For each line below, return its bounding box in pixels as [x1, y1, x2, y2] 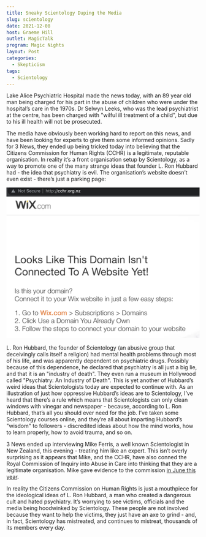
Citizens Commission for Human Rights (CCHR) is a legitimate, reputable [6, 149, 189, 157]
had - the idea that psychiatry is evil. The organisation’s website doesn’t [6, 169, 188, 176]
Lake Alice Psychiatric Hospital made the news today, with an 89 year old [6, 92, 191, 99]
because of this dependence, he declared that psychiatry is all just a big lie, [6, 364, 197, 371]
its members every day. [6, 524, 66, 531]
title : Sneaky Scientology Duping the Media [6, 10, 122, 16]
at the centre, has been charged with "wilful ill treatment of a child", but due [6, 111, 198, 119]
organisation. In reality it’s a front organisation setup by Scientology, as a [6, 156, 190, 163]
